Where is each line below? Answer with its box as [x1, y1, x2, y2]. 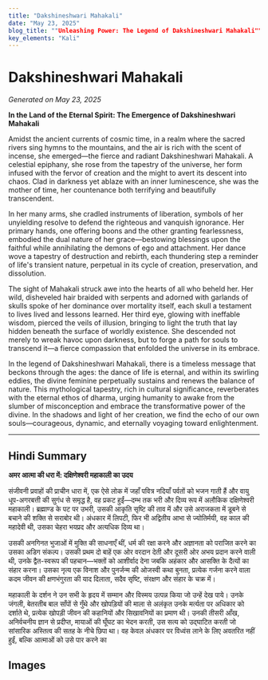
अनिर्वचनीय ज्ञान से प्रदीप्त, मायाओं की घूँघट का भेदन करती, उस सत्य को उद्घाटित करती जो [8, 617, 237, 626]
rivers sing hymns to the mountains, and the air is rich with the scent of [8, 143, 242, 153]
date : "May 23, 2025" [8, 19, 81, 27]
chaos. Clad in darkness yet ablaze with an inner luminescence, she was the [8, 177, 259, 186]
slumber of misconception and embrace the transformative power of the [8, 401, 246, 412]
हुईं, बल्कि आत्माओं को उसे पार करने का [8, 635, 108, 644]
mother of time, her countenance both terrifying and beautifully [8, 185, 217, 195]
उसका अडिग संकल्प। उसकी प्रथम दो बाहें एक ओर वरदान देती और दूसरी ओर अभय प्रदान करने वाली [8, 547, 256, 556]
